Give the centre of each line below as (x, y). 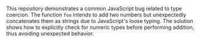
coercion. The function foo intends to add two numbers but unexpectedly (96, 15)
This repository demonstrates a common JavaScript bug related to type (94, 9)
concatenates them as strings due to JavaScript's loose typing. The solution (100, 21)
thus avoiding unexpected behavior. (50, 34)
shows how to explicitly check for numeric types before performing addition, (100, 27)
